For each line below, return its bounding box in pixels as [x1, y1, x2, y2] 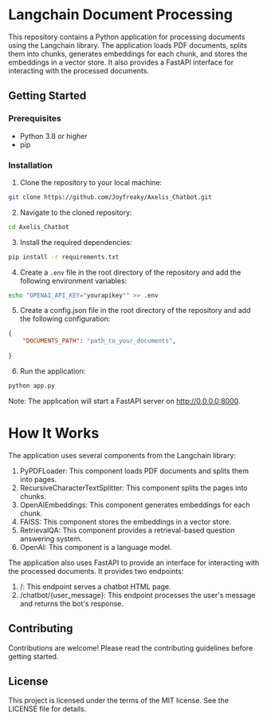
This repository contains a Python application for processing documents [8, 32, 245, 42]
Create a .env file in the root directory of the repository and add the [19, 267, 241, 277]
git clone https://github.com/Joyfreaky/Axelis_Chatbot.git [8, 193, 213, 201]
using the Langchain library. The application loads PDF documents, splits [8, 40, 248, 49]
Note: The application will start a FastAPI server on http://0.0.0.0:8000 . [8, 396, 241, 405]
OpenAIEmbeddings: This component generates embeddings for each [19, 500, 250, 509]
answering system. [19, 533, 82, 544]
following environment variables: [19, 275, 128, 285]
